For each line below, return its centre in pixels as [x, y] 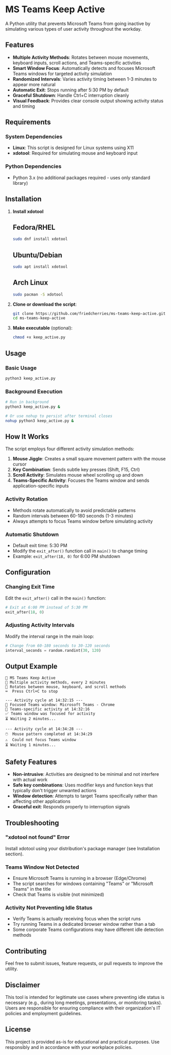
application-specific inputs [41, 486]
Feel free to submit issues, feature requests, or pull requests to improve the [84, 964]
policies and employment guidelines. [44, 1014]
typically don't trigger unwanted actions [54, 791]
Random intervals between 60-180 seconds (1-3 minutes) [73, 516]
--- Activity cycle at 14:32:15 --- [44, 700]
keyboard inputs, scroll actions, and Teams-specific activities [77, 63]
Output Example [31, 666]
